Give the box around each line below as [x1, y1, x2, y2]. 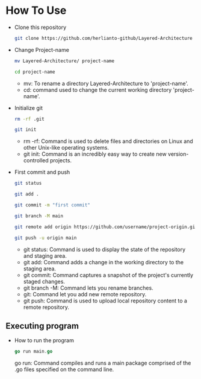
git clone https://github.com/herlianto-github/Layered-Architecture [14, 35, 193, 41]
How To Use [5, 4, 67, 18]
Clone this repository [14, 24, 67, 31]
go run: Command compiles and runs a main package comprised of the [14, 360, 191, 367]
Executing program [5, 320, 79, 331]
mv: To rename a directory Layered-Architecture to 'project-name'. [23, 80, 189, 87]
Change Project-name [14, 46, 70, 53]
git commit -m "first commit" [14, 202, 91, 208]
